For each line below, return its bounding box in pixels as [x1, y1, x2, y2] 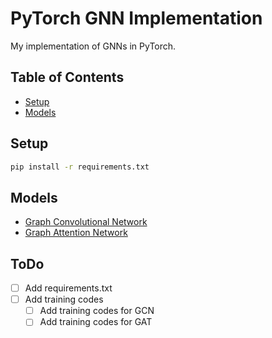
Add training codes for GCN [39, 305, 155, 317]
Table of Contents [10, 69, 125, 86]
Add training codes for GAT [39, 316, 153, 328]
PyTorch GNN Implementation [10, 7, 263, 30]
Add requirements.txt [24, 282, 113, 294]
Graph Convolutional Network [24, 216, 148, 228]
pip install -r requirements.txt [10, 162, 150, 172]
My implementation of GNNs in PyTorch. [10, 40, 177, 52]
